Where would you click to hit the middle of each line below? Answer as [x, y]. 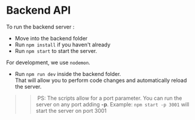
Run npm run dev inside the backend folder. [68, 74]
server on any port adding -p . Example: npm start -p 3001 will [112, 104]
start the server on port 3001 [71, 110]
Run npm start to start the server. [56, 50]
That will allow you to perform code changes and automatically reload [101, 80]
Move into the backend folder [51, 38]
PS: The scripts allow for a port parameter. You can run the [110, 98]
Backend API [39, 10]
